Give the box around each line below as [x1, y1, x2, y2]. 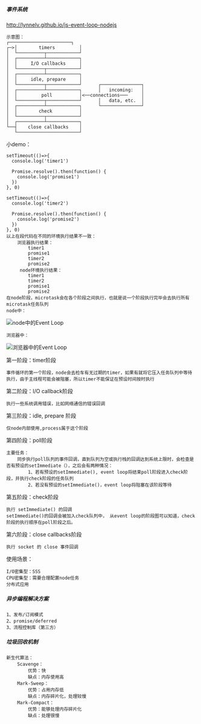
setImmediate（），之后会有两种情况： [28, 463, 113, 469]
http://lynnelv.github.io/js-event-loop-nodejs [6, 21, 117, 28]
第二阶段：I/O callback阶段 [6, 387, 74, 394]
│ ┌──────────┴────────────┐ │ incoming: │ [6, 86, 145, 93]
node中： [6, 307, 27, 314]
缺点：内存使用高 [28, 674, 65, 680]
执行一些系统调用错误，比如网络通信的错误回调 [6, 400, 106, 406]
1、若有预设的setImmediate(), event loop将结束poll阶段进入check [28, 469, 184, 475]
